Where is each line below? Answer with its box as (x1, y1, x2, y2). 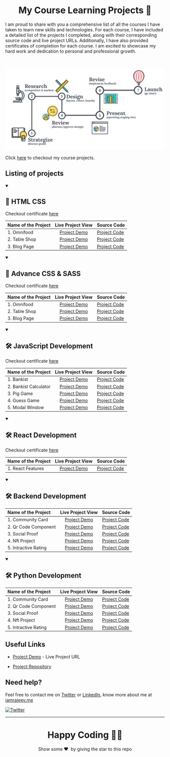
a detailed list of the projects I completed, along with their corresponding (5, 32, 157, 38)
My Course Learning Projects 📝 (18, 5, 152, 16)
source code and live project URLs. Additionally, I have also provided (5, 37, 148, 43)
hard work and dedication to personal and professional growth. (5, 48, 137, 54)
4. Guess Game (7, 397, 39, 404)
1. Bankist (7, 376, 28, 382)
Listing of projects (5, 169, 64, 178)
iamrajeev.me (5, 697, 33, 703)
